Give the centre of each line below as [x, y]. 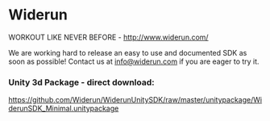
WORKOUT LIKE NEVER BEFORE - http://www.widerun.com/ [108, 37]
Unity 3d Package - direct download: [81, 82]
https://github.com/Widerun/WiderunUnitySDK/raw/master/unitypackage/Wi [135, 100]
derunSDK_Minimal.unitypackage [64, 108]
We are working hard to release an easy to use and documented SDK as [128, 52]
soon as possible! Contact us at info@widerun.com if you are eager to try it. [134, 61]
